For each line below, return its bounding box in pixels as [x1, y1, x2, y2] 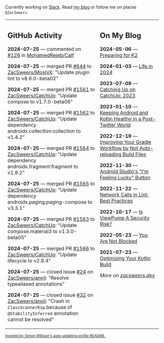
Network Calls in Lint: [100, 191, 149, 198]
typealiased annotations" [7, 280, 65, 287]
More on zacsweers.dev [100, 272, 155, 278]
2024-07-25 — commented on [7, 46, 82, 52]
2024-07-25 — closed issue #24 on [7, 268, 94, 275]
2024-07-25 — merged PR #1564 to [7, 144, 95, 151]
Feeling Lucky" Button [100, 174, 150, 181]
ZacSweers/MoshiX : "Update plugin [7, 69, 90, 75]
